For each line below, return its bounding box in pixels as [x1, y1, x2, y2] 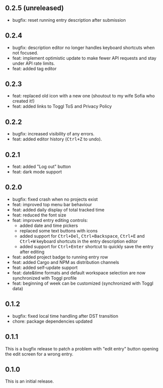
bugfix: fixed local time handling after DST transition [12, 313, 119, 319]
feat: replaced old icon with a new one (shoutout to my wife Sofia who [12, 93, 155, 99]
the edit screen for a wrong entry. [5, 351, 74, 357]
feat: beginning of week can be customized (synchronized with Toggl [12, 280, 154, 286]
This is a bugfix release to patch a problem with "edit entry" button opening [5, 345, 159, 351]
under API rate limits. [12, 60, 55, 66]
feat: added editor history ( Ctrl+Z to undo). [12, 136, 102, 142]
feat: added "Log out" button [12, 164, 71, 170]
